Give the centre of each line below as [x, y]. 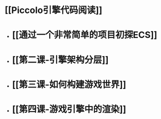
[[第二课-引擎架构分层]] [60, 60]
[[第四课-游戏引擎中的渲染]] [69, 109]
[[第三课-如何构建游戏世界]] [69, 84]
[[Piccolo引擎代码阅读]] [53, 10]
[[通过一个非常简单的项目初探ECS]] [85, 35]
